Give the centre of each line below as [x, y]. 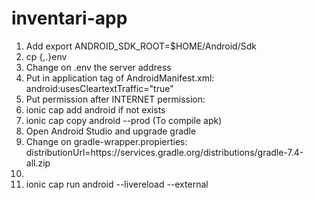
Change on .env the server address [98, 67]
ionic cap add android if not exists [95, 109]
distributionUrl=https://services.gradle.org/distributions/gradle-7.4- [164, 152]
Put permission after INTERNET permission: [115, 99]
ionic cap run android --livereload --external [117, 184]
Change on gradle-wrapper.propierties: [106, 141]
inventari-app [69, 18]
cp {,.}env [46, 56]
